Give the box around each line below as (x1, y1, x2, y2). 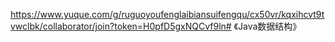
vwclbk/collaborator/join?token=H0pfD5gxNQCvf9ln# (10, 20, 232, 32)
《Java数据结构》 (233, 20, 302, 32)
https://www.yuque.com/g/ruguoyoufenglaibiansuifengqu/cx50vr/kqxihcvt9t (10, 9, 325, 20)
